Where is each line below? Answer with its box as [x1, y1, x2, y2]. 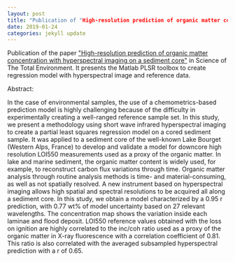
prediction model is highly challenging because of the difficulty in [7, 105, 196, 114]
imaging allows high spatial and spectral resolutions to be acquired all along [7, 187, 226, 196]
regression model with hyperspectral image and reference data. [7, 71, 191, 80]
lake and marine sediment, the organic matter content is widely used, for [7, 158, 216, 166]
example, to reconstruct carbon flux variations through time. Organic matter [7, 165, 225, 173]
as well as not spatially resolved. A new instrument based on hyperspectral [7, 180, 223, 189]
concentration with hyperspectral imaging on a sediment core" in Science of [7, 57, 227, 65]
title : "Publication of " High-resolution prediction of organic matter [7, 17, 220, 24]
